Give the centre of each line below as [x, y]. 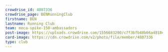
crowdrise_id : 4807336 [29, 10]
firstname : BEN [21, 19]
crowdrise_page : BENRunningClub [39, 14]
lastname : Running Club [30, 24]
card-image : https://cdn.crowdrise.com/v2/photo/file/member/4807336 [79, 38]
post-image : [17, 33]
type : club [16, 42]
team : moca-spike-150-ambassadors [41, 28]
